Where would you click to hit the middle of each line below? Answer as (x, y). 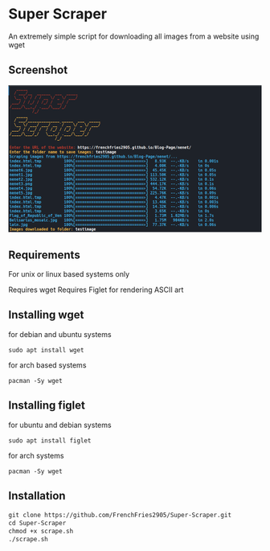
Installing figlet (47, 406)
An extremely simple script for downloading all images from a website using (134, 36)
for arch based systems (47, 365)
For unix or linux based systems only (69, 274)
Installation (37, 496)
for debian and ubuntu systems (60, 334)
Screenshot (38, 70)
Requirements (44, 255)
